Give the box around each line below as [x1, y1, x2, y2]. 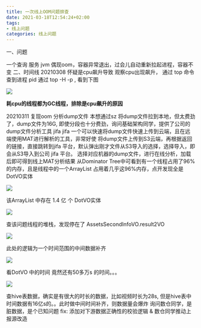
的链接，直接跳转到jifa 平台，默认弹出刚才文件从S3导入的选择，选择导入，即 [6, 143, 196, 150]
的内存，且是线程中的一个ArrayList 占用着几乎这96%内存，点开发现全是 [6, 165, 184, 173]
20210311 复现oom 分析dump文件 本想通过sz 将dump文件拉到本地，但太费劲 [6, 113, 196, 120]
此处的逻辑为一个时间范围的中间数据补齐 [6, 245, 106, 252]
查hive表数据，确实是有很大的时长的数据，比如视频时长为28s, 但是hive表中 [6, 293, 192, 300]
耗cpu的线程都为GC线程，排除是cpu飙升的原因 [6, 100, 123, 107]
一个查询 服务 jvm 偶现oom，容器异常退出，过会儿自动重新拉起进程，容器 [6, 61, 188, 68]
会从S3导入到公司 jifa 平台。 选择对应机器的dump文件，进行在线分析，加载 [6, 151, 191, 158]
